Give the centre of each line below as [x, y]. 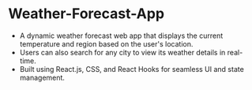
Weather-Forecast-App [86, 14]
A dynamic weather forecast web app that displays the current [121, 36]
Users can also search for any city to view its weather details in [122, 52]
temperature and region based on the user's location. [106, 43]
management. [42, 77]
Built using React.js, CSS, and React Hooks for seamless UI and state [132, 69]
